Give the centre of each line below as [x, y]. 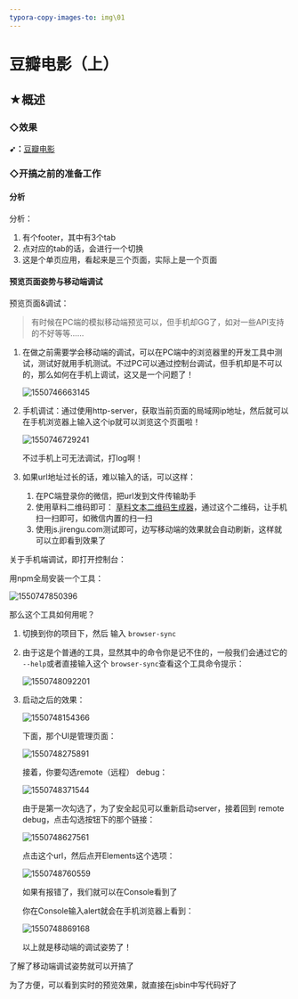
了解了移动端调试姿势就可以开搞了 [72, 966]
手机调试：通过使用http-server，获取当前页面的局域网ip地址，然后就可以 [155, 410]
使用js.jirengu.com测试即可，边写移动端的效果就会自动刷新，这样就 [159, 529]
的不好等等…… [57, 333]
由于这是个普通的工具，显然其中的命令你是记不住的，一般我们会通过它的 [154, 652]
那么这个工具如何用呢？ [52, 614]
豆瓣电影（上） [64, 64]
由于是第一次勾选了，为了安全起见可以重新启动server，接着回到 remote [153, 808]
